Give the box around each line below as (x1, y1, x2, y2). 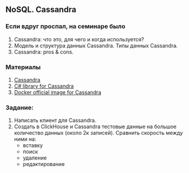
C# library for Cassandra (14, 82, 74, 89)
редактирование (22, 161, 65, 168)
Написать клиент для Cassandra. (14, 117, 96, 124)
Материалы (5, 63, 41, 71)
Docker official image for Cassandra (14, 88, 102, 96)
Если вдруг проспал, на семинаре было (5, 22, 126, 31)
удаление (22, 154, 48, 161)
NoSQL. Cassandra (5, 5, 77, 15)
